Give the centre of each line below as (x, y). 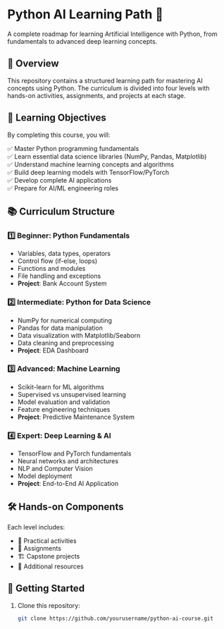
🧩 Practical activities (47, 541)
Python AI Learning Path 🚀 (86, 14)
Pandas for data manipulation (60, 328)
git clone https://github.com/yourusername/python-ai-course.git (115, 618)
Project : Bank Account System (62, 283)
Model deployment (45, 476)
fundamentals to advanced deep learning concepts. (82, 41)
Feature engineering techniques (64, 409)
